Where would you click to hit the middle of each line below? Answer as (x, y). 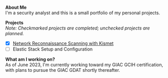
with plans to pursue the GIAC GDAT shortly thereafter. (63, 70)
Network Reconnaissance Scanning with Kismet (63, 43)
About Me (16, 7)
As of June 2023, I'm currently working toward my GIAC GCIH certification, (84, 65)
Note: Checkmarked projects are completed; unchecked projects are (78, 28)
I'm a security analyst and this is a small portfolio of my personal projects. (83, 13)
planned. (15, 33)
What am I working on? (30, 59)
